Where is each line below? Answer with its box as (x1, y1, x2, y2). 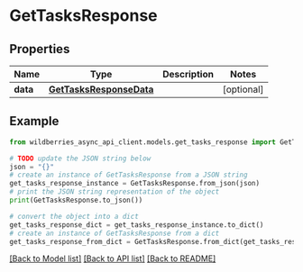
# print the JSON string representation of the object (9, 187, 220, 196)
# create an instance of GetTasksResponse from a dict (9, 229, 220, 238)
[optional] (222, 83, 264, 95)
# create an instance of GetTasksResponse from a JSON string (9, 170, 248, 180)
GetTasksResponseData (48, 83, 154, 95)
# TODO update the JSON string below (9, 154, 151, 163)
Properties (9, 41, 70, 57)
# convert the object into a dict (9, 212, 140, 221)
